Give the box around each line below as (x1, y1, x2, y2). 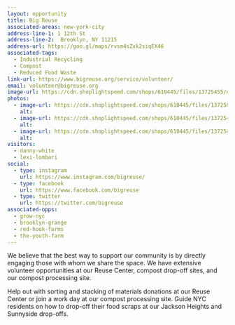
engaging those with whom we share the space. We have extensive (7, 259, 201, 267)
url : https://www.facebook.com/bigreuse (20, 187, 139, 194)
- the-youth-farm (13, 232, 64, 239)
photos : (7, 95, 30, 102)
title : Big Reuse (7, 17, 58, 24)
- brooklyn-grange (13, 219, 68, 226)
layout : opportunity (7, 10, 68, 18)
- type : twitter (13, 193, 61, 200)
